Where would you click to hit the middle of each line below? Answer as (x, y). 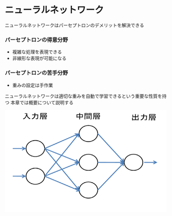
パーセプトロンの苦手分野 (36, 73)
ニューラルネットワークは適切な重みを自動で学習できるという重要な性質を (83, 96)
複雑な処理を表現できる (37, 52)
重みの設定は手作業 (33, 85)
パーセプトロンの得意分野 (36, 40)
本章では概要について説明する (42, 102)
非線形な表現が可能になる (39, 58)
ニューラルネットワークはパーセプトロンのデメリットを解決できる (74, 25)
